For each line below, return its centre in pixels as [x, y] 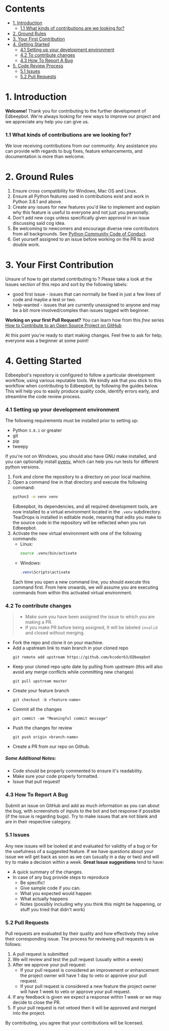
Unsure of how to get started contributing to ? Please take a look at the [79, 279]
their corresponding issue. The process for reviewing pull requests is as [80, 939]
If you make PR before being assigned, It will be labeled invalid [91, 628]
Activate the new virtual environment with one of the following [77, 533]
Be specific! [32, 882]
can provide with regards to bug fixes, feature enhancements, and [74, 151]
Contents [25, 9]
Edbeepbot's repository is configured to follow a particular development [80, 375]
